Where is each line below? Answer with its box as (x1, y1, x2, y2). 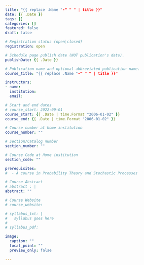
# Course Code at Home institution (5, 152, 78, 158)
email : (9, 94, 23, 99)
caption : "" (9, 239, 35, 244)
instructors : (5, 80, 32, 85)
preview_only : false (9, 248, 52, 253)
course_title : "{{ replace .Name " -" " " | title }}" (5, 71, 118, 76)
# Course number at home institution (5, 125, 83, 130)
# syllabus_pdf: (5, 225, 38, 230)
